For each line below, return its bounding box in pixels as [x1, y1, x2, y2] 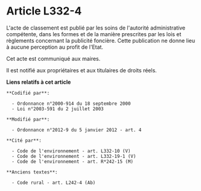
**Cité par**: [6, 137, 42, 143]
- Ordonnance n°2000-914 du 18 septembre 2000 [11, 101, 131, 107]
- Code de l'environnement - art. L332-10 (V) [11, 148, 131, 154]
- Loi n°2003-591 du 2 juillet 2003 [11, 105, 104, 112]
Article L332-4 [6, 4, 82, 18]
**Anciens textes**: [6, 169, 59, 175]
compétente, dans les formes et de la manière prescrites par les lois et [6, 30, 182, 37]
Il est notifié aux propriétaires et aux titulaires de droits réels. [6, 66, 157, 74]
